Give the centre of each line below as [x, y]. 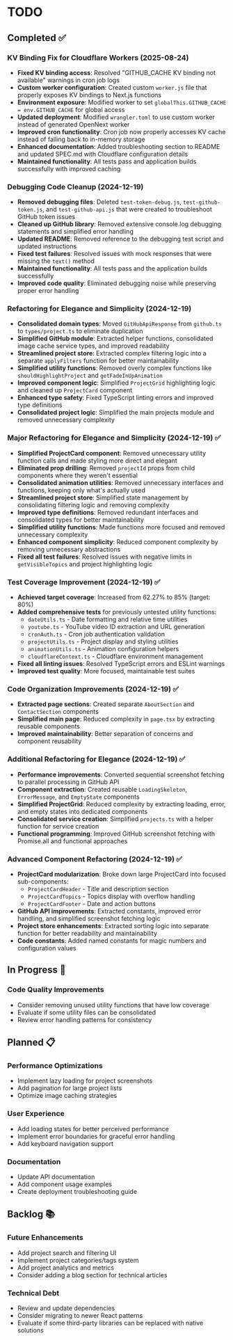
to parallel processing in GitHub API [68, 782]
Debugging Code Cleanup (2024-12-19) [75, 186]
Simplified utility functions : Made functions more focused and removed [121, 527]
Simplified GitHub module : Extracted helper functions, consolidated [115, 339]
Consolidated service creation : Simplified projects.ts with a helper [115, 819]
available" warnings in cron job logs [69, 80]
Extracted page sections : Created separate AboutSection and [106, 704]
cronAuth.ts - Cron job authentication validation [96, 635]
